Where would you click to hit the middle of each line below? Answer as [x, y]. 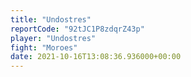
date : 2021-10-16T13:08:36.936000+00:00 [96, 57]
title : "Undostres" [51, 19]
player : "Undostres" [53, 38]
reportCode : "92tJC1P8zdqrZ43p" [77, 29]
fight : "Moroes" [44, 47]
